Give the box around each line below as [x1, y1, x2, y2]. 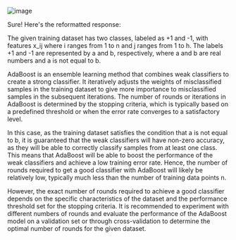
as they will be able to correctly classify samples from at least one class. [7, 144, 218, 151]
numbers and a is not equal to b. [7, 56, 101, 65]
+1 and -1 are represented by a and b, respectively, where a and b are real [7, 49, 221, 57]
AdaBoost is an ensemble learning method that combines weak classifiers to [7, 70, 229, 78]
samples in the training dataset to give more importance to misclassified [7, 85, 216, 93]
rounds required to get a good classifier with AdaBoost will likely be [7, 166, 203, 174]
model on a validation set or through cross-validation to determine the [7, 217, 211, 225]
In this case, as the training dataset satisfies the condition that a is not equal [7, 129, 228, 137]
